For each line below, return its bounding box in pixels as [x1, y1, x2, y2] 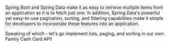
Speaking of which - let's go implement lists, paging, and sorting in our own [5, 31, 164, 36]
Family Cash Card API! [5, 36, 52, 42]
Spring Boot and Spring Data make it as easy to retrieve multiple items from [5, 5, 163, 10]
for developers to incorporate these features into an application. [5, 20, 139, 27]
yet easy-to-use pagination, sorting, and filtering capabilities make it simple [5, 15, 164, 21]
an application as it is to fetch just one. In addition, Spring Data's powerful [5, 10, 160, 16]
